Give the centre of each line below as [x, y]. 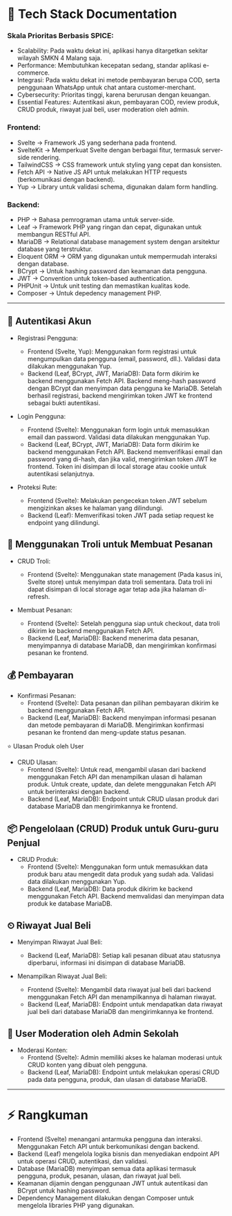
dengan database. [43, 264]
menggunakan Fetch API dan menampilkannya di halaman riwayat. [122, 997]
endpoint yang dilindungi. [64, 522]
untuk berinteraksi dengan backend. [79, 791]
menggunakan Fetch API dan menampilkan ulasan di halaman [115, 777]
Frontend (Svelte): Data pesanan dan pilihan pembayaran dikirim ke [123, 703]
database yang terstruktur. [55, 249]
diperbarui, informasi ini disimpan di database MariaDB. [106, 963]
